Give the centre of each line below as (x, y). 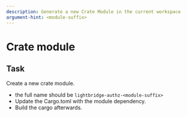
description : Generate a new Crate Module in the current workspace (93, 12)
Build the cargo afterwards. (49, 107)
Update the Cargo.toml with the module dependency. (80, 101)
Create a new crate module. (40, 83)
